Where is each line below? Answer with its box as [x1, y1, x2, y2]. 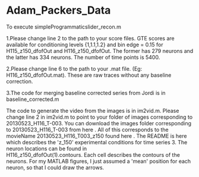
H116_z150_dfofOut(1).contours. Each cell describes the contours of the [6, 151, 180, 158]
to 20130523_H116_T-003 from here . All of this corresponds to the [6, 126, 169, 133]
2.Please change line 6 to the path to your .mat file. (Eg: [6, 65, 143, 72]
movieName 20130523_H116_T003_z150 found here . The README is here [6, 132, 187, 140]
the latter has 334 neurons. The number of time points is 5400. [6, 53, 160, 61]
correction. [6, 78, 33, 85]
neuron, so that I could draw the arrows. [6, 164, 105, 171]
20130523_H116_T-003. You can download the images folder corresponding [6, 119, 192, 127]
